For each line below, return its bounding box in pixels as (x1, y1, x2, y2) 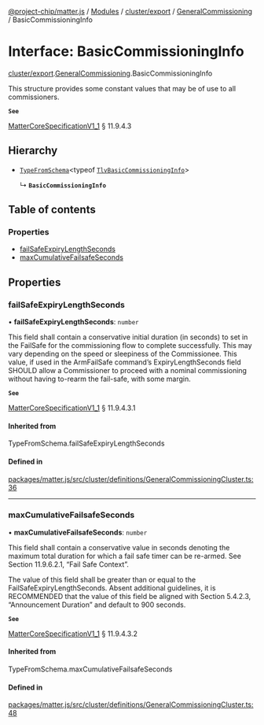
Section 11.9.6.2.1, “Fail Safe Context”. (8, 559, 130, 569)
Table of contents (8, 203, 96, 216)
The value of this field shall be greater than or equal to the (8, 575, 196, 584)
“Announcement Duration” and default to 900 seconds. (8, 600, 186, 609)
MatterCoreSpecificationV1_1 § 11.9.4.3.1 (8, 403, 136, 412)
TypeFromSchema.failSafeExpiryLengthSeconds (8, 438, 165, 448)
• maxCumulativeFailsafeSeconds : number (8, 527, 148, 537)
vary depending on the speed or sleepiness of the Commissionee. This (8, 350, 237, 359)
